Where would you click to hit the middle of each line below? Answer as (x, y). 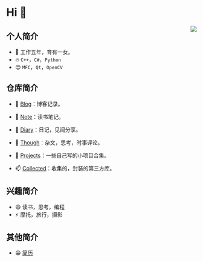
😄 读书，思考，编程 (40, 207)
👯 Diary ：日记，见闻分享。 (48, 129)
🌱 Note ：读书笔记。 (40, 116)
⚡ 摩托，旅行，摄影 (39, 214)
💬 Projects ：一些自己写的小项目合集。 (62, 155)
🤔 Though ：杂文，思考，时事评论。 (59, 143)
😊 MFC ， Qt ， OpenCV (39, 67)
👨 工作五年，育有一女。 (44, 52)
